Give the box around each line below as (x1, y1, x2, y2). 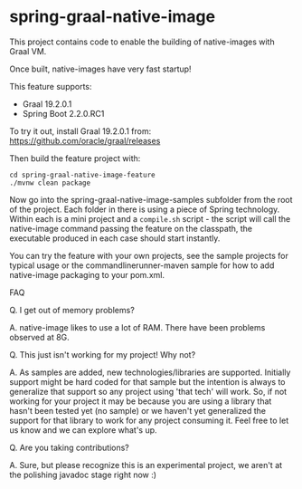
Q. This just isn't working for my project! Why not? (9, 349, 196, 360)
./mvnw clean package (9, 178, 91, 187)
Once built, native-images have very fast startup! (9, 63, 192, 74)
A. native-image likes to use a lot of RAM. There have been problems (9, 321, 266, 332)
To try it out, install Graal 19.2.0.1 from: (9, 125, 152, 137)
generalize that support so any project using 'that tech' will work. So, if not (9, 386, 288, 397)
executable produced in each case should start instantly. (9, 233, 221, 244)
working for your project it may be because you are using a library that (9, 396, 272, 407)
